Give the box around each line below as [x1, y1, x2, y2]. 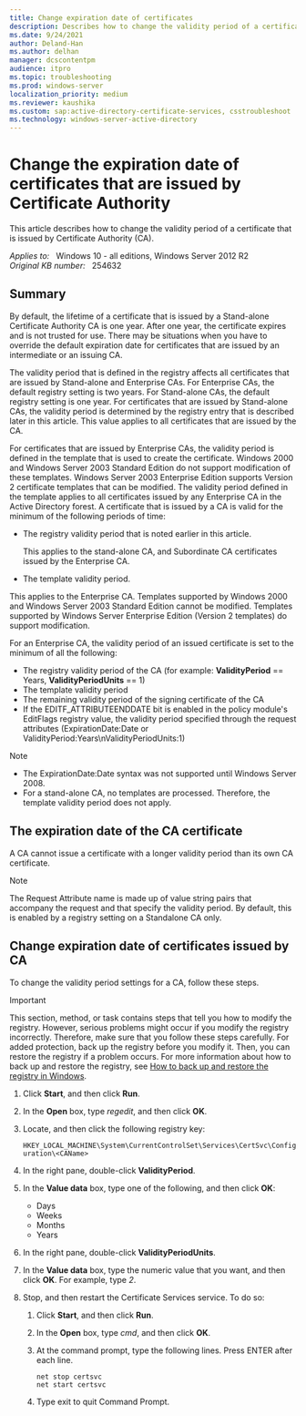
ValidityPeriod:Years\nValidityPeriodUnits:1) [22, 733, 186, 744]
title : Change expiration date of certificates [9, 13, 194, 23]
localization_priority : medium [9, 89, 128, 98]
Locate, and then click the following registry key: [22, 1123, 206, 1134]
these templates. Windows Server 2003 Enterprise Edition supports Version [9, 471, 293, 483]
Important [9, 994, 46, 1005]
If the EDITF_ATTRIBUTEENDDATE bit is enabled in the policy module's [22, 703, 289, 714]
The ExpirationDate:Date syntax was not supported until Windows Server [22, 767, 297, 779]
